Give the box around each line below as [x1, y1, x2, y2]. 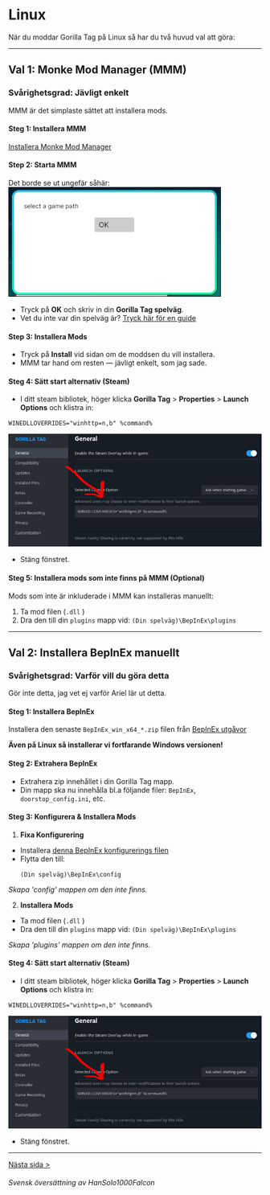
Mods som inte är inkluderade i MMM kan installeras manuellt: [8, 591, 215, 601]
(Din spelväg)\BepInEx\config [19, 870, 122, 878]
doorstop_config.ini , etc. [19, 794, 106, 803]
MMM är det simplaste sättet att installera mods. [8, 105, 169, 115]
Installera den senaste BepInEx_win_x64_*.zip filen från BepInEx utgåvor [8, 725, 247, 734]
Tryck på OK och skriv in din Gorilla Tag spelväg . [19, 305, 184, 314]
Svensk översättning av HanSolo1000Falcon [8, 1178, 155, 1188]
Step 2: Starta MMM [8, 160, 77, 170]
